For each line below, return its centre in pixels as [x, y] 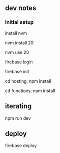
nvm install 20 [19, 43]
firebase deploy [21, 146]
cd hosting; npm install [28, 81]
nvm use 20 [17, 52]
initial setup [19, 22]
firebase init [17, 71]
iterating [18, 106]
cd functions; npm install [30, 91]
